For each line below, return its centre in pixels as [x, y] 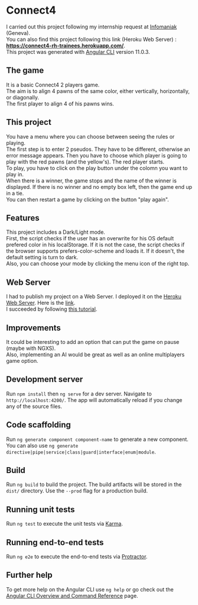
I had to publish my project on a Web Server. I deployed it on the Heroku [94, 297]
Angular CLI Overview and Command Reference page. [72, 596]
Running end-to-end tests [55, 542]
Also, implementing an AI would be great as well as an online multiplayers [95, 355]
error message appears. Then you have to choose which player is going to [97, 155]
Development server [45, 379]
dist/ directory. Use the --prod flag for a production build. [77, 491]
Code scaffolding [38, 425]
